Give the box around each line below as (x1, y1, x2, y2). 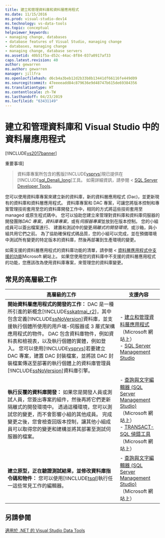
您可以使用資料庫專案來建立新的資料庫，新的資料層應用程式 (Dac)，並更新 (5, 194, 156, 200)
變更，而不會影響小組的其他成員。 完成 (22, 411, 112, 417)
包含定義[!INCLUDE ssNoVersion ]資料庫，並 (7, 316, 108, 322)
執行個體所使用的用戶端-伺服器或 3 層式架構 (12, 323, 115, 330)
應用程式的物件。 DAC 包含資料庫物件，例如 (7, 330, 109, 337)
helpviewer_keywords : (5, 30, 50, 35)
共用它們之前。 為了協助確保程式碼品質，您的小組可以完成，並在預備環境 (9, 231, 157, 237)
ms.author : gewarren (5, 67, 48, 72)
